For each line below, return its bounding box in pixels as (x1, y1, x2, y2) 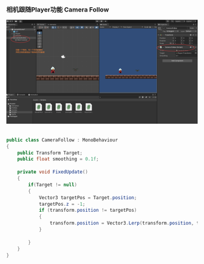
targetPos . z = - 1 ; (38, 201, 86, 207)
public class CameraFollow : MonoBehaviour (6, 137, 118, 143)
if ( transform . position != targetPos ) (38, 208, 137, 214)
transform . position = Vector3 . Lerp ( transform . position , (49, 220, 194, 226)
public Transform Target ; (17, 150, 83, 156)
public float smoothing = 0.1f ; (17, 156, 99, 162)
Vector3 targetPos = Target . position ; (38, 194, 137, 201)
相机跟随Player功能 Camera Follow (6, 5, 109, 13)
